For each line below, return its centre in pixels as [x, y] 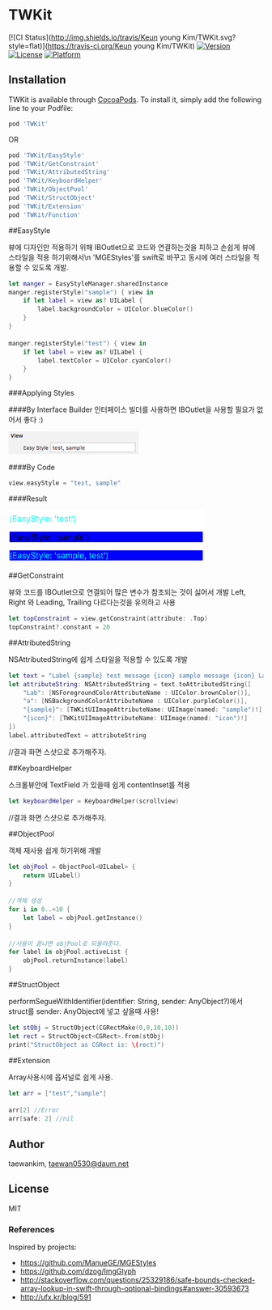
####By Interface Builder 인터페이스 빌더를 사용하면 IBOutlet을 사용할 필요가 [132, 409]
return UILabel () [52, 875]
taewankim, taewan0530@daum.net [69, 1164]
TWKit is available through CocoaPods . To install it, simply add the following [135, 100]
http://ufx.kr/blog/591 [55, 1297]
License [29, 1189]
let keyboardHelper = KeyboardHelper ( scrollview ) [94, 801]
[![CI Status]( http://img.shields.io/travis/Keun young [94, 37]
